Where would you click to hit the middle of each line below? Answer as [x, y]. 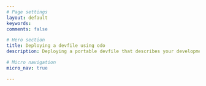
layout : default [27, 18]
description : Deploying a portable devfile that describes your [90, 52]
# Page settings [27, 12]
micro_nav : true [27, 68]
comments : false [27, 29]
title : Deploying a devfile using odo [56, 46]
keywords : [19, 23]
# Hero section [26, 40]
